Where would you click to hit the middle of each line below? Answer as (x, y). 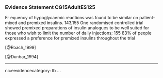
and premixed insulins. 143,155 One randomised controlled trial (81, 23)
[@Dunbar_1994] (22, 57)
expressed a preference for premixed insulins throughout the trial (70, 38)
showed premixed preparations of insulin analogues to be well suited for (77, 28)
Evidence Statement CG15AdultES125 (50, 7)
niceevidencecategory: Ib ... (33, 71)
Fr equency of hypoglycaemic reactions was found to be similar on (72, 18)
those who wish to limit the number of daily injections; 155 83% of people (78, 33)
